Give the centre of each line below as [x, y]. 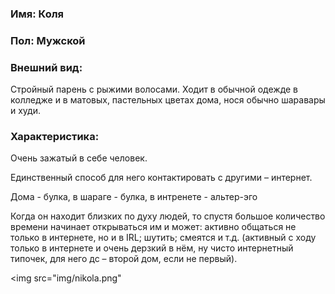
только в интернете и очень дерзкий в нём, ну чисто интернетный [152, 248]
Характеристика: [55, 137]
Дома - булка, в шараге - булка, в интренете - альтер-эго [134, 197]
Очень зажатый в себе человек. [79, 158]
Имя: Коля [37, 14]
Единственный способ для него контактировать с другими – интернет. [161, 178]
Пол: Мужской [48, 40]
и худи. [25, 111]
